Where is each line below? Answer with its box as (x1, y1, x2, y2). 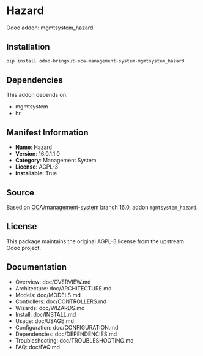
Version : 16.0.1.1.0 (15, 150, 60, 157)
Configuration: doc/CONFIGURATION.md (15, 324, 119, 331)
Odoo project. (6, 244, 42, 251)
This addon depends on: (6, 91, 68, 99)
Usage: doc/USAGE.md (15, 317, 75, 325)
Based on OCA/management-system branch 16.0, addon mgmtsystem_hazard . (6, 203, 198, 211)
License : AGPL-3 (15, 163, 59, 170)
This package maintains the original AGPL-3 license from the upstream (6, 237, 185, 245)
